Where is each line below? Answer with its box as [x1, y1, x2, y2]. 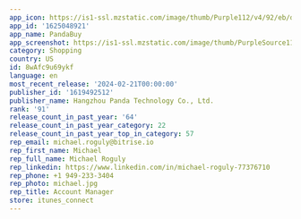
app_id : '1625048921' [9, 21, 90, 30]
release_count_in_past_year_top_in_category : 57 [9, 130, 194, 139]
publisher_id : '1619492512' [9, 88, 115, 97]
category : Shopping [9, 46, 82, 55]
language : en [9, 72, 58, 80]
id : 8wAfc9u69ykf [9, 63, 74, 72]
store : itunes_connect [9, 196, 94, 206]
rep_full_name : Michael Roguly [9, 154, 126, 164]
